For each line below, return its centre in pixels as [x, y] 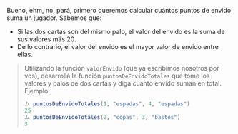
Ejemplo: [37, 91]
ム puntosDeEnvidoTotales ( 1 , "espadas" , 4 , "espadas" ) [107, 104]
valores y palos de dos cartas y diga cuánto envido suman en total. [123, 83]
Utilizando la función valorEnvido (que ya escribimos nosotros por [122, 68]
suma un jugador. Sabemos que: [54, 18]
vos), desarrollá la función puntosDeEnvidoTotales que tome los [117, 76]
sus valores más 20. [46, 39]
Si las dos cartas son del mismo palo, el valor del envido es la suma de [121, 32]
